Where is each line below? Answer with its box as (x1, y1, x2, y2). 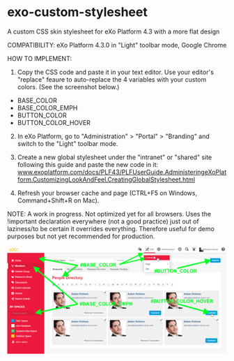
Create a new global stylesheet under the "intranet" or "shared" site (17, 153, 212, 161)
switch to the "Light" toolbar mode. (17, 139, 118, 147)
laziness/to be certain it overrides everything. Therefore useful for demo (7, 224, 214, 233)
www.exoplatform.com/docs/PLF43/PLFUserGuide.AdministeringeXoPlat (17, 168, 227, 176)
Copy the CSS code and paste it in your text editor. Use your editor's (17, 68, 214, 76)
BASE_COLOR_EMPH (17, 103, 78, 112)
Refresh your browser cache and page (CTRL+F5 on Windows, (17, 189, 197, 197)
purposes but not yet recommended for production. (7, 232, 155, 240)
